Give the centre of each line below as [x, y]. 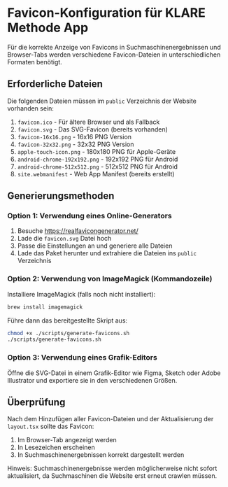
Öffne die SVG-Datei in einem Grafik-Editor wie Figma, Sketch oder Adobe [114, 373]
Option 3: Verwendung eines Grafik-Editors [82, 358]
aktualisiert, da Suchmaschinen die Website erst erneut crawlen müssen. [112, 476]
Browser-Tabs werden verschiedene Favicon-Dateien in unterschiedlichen [114, 55]
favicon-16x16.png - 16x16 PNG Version [74, 136]
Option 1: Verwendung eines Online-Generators [90, 216]
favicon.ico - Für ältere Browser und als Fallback [88, 122]
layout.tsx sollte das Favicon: [51, 426]
